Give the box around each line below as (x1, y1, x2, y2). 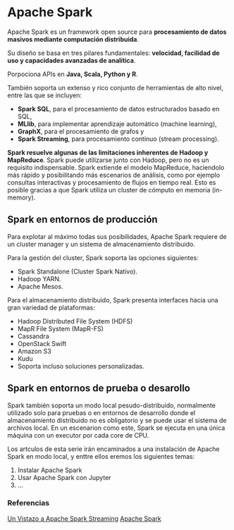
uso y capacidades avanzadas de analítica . (7, 56, 136, 64)
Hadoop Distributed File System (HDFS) (17, 316, 133, 325)
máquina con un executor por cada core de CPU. (7, 431, 149, 439)
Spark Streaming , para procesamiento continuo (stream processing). (17, 135, 220, 143)
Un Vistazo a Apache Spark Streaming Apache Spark (7, 514, 162, 522)
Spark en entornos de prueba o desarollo (7, 382, 190, 395)
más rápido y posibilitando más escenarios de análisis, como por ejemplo (7, 171, 221, 179)
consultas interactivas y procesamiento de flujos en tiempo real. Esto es (7, 178, 216, 187)
